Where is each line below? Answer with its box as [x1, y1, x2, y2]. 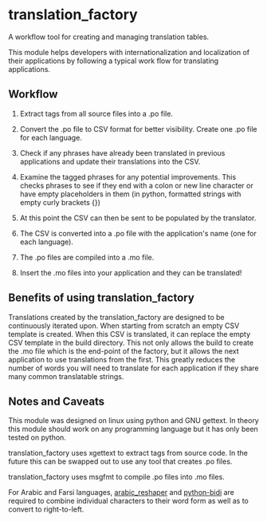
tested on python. [8, 433, 66, 442]
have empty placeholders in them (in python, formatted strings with [19, 189, 241, 199]
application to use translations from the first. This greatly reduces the [8, 354, 236, 364]
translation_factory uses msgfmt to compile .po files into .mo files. [8, 473, 225, 482]
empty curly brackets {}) [19, 197, 101, 207]
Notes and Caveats [8, 394, 105, 408]
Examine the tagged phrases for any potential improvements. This [19, 172, 237, 181]
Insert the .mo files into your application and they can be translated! [19, 267, 242, 277]
